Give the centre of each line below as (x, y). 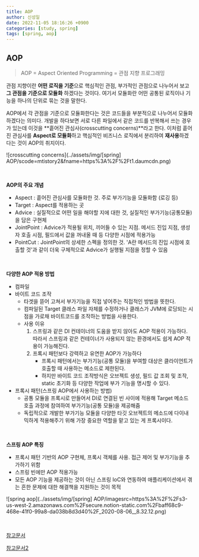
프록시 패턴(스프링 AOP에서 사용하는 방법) (63, 390)
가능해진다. (56, 346)
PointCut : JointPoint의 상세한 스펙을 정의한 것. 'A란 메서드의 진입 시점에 (99, 242)
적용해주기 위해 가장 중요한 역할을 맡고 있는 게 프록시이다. (106, 420)
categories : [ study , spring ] (42, 28)
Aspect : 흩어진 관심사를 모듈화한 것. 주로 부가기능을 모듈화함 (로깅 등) (96, 198)
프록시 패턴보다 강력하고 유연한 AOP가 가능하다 (87, 353)
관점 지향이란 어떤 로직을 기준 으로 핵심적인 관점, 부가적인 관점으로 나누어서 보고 (98, 85)
